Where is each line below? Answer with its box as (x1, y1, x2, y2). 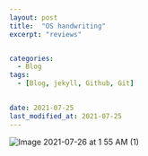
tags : (9, 71, 30, 80)
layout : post (9, 13, 58, 22)
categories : (9, 54, 54, 63)
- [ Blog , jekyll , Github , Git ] (17, 79, 135, 88)
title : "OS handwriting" (9, 22, 106, 30)
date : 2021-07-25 (9, 103, 74, 112)
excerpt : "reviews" (9, 30, 83, 39)
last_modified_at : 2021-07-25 (9, 111, 123, 121)
